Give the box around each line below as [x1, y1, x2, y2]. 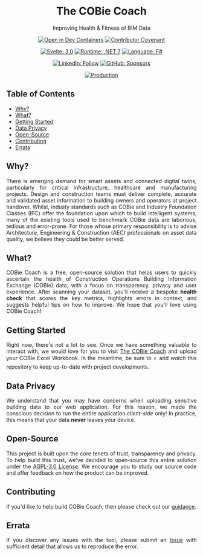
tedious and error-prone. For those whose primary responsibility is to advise [6, 223, 197, 230]
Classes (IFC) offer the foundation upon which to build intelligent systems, [6, 209, 197, 216]
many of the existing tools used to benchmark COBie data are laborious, [6, 216, 197, 223]
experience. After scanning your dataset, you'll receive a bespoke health [6, 288, 197, 295]
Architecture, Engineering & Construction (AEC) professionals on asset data [6, 229, 197, 236]
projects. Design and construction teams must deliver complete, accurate [6, 190, 197, 198]
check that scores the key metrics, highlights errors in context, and [6, 295, 197, 302]
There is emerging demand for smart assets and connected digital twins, [6, 177, 197, 184]
